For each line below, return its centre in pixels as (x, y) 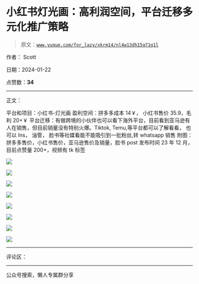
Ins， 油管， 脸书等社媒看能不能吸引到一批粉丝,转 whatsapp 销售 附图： (105, 135)
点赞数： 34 (20, 82)
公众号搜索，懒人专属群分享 (40, 275)
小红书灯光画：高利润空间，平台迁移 (94, 12)
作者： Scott (21, 57)
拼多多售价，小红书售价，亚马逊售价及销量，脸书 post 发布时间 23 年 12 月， (99, 142)
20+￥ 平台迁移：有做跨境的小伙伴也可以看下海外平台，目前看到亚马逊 (99, 120)
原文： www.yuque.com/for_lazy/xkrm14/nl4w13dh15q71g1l (89, 44)
